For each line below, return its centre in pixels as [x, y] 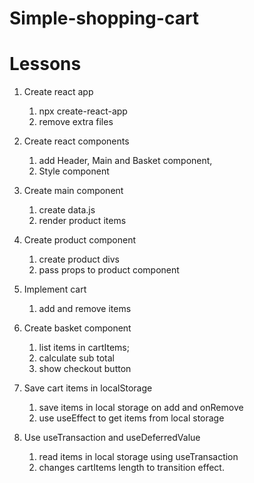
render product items [82, 221]
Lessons [45, 64]
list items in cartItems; [84, 348]
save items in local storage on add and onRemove [141, 408]
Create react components [76, 141]
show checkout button [85, 369]
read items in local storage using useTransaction [138, 457]
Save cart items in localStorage [88, 388]
